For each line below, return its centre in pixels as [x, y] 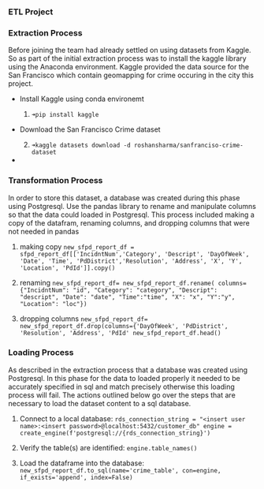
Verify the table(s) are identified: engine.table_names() [108, 447]
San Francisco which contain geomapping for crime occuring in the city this [131, 75]
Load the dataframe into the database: [82, 463]
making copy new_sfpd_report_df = [77, 246]
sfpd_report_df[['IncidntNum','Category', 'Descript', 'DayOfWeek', [134, 254]
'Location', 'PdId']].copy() [67, 268]
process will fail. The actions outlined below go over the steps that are [122, 395]
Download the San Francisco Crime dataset [90, 129]
